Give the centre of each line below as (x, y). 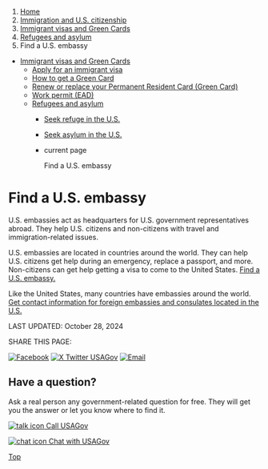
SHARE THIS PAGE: (40, 341)
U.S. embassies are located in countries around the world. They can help (128, 252)
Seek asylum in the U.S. (83, 134)
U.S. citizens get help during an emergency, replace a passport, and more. (131, 261)
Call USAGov (67, 425)
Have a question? (53, 382)
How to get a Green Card (73, 78)
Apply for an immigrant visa (77, 70)
